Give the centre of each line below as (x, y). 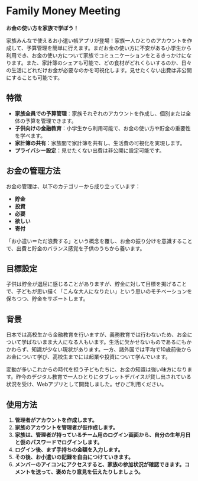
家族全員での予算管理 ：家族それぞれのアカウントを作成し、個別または (100, 113)
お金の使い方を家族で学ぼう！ (42, 28)
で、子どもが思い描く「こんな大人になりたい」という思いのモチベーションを (99, 292)
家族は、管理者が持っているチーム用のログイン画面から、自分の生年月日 (103, 435)
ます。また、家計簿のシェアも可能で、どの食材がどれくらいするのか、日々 (101, 63)
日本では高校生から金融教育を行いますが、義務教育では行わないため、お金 (97, 335)
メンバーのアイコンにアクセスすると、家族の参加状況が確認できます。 (100, 464)
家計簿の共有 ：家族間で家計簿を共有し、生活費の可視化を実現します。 (100, 143)
